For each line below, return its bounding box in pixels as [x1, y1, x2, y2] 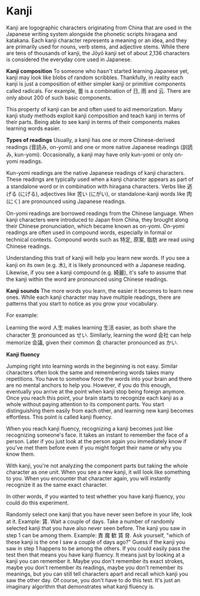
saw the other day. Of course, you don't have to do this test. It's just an [6, 576, 181, 583]
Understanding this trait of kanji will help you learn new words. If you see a [6, 254, 190, 261]
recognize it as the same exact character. [6, 481, 108, 488]
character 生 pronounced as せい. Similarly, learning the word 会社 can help [6, 331, 192, 338]
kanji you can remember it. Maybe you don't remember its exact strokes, [6, 557, 185, 564]
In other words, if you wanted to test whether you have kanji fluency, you [6, 492, 185, 500]
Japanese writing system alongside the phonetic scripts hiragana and [6, 30, 177, 37]
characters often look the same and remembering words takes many [6, 368, 174, 376]
